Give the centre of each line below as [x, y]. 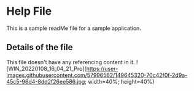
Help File [29, 11]
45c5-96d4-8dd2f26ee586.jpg [46, 81]
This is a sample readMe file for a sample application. [74, 28]
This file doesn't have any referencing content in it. [71, 62]
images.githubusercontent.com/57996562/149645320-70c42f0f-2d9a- [97, 75]
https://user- [102, 68]
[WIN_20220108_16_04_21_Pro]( [47, 68]
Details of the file [40, 47]
